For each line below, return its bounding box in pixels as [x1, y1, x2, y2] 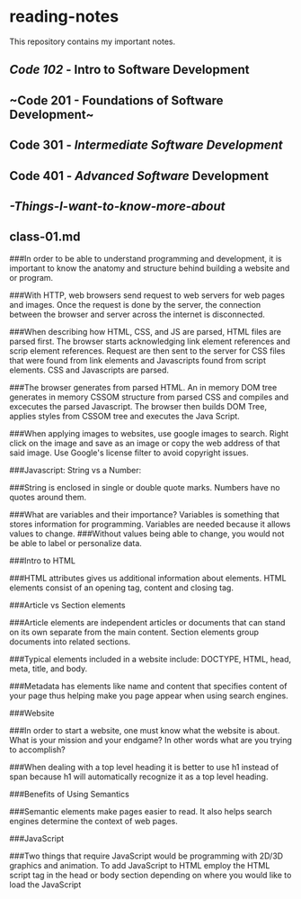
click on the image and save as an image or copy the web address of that [9, 437, 280, 448]
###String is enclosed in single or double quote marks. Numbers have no [9, 481, 280, 492]
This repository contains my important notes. [9, 36, 176, 47]
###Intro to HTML [9, 555, 76, 566]
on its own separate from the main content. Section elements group [9, 626, 259, 637]
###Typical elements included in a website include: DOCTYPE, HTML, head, [9, 653, 292, 664]
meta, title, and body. [9, 663, 88, 674]
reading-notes [9, 6, 120, 27]
